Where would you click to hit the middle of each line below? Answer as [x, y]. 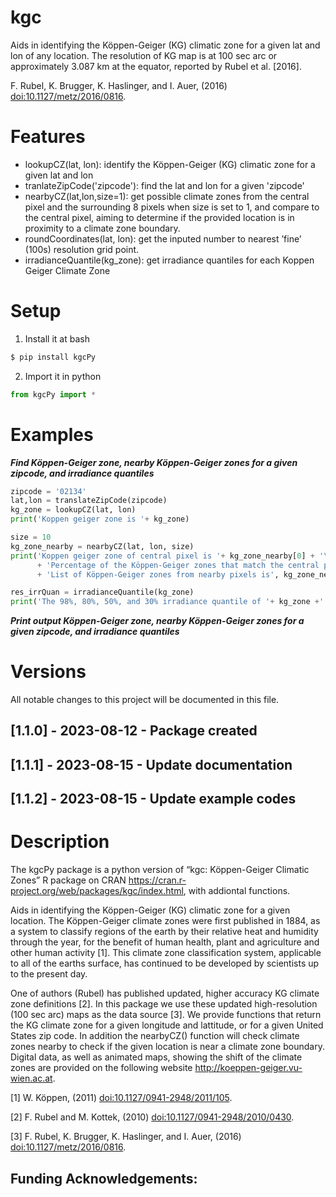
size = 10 [31, 537]
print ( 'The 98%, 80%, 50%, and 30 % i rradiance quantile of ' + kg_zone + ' [167, 602]
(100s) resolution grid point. [82, 249]
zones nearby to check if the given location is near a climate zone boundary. [167, 1047]
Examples [52, 434]
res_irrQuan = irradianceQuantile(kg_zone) [102, 592]
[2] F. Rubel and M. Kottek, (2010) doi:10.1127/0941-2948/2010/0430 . [152, 1117]
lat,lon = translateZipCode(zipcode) [89, 501]
